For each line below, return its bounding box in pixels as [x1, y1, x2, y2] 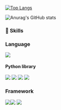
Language [5, 40, 31, 47]
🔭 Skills [5, 27, 24, 34]
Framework [5, 88, 34, 95]
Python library [5, 63, 36, 69]
